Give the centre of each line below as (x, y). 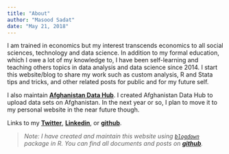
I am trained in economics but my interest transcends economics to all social (115, 46)
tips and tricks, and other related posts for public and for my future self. (108, 82)
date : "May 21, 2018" (38, 26)
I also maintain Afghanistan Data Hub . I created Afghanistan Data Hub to (110, 95)
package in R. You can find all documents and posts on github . (113, 144)
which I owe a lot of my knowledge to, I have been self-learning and (103, 60)
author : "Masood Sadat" (41, 20)
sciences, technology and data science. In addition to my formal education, (113, 53)
